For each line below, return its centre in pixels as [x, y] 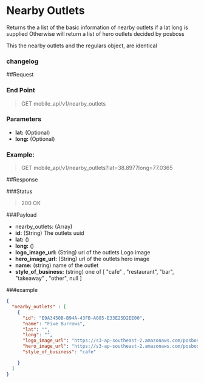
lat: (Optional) [32, 132]
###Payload [22, 215]
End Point [21, 90]
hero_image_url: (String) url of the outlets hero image [82, 259]
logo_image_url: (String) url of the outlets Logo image [83, 253]
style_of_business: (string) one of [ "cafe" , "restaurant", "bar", [94, 272]
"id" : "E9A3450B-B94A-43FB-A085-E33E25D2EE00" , [84, 318]
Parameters [24, 119]
